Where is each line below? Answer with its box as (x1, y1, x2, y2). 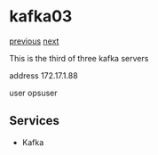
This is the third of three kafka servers (9, 53, 149, 63)
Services (9, 113, 60, 128)
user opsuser (9, 87, 58, 98)
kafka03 (9, 6, 73, 27)
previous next (9, 36, 59, 46)
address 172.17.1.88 (9, 69, 78, 81)
